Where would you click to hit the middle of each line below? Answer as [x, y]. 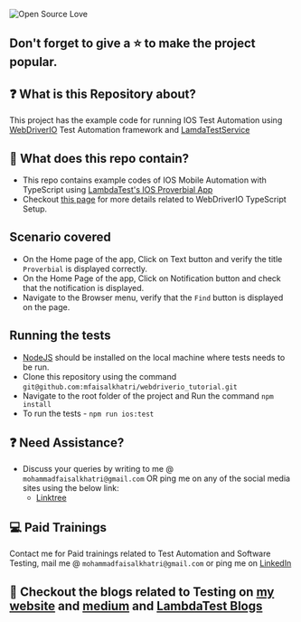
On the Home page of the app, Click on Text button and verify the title [152, 259]
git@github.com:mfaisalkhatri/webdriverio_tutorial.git [130, 387]
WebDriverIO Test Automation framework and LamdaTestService [130, 130]
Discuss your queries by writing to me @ [98, 469]
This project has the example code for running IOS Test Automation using [146, 120]
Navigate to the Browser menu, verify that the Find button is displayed [153, 297]
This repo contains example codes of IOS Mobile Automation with [144, 180]
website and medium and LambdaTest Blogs [136, 606]
